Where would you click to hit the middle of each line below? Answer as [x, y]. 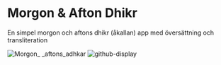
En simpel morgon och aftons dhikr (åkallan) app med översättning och [111, 32]
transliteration [28, 40]
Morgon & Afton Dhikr [73, 13]
